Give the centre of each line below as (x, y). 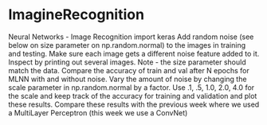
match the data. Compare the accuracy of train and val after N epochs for (129, 70)
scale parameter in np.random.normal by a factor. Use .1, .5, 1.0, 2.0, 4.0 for (132, 87)
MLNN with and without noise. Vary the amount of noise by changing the (128, 79)
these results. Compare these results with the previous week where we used (134, 104)
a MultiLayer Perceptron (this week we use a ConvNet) (98, 112)
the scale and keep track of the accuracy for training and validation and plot (133, 96)
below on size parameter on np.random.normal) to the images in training (127, 45)
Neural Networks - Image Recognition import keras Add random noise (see (131, 37)
